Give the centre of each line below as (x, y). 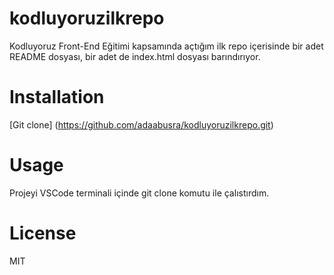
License (43, 233)
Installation (57, 97)
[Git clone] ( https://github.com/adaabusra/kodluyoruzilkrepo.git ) (141, 124)
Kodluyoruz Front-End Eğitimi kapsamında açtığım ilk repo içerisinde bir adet (166, 46)
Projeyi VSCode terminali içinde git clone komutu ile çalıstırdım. (139, 193)
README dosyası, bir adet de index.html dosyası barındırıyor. (135, 56)
